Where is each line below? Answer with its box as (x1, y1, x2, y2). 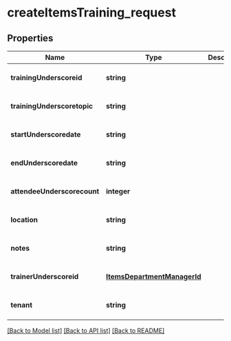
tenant (10, 300, 33, 309)
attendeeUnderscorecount (10, 187, 100, 196)
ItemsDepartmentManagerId (105, 272, 201, 281)
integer (105, 187, 131, 196)
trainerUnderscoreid (10, 272, 79, 281)
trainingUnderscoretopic (10, 101, 93, 111)
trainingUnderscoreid (10, 73, 82, 82)
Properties (7, 32, 54, 44)
